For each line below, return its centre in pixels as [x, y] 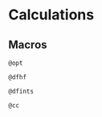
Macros [28, 45]
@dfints [21, 91]
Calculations [51, 15]
